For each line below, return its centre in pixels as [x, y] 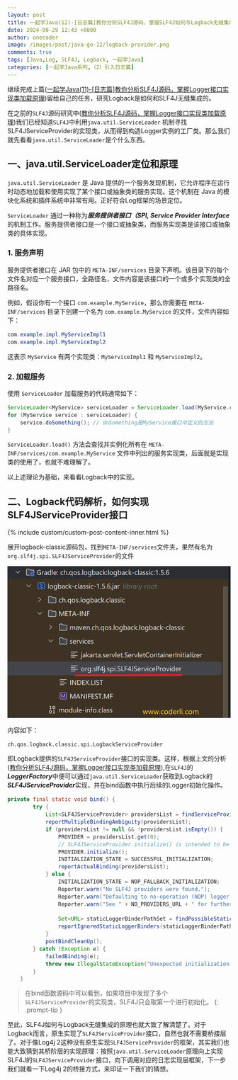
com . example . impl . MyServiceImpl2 [57, 342]
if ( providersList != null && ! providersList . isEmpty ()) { [134, 829]
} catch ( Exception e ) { [69, 949]
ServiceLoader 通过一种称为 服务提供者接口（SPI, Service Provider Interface [119, 215]
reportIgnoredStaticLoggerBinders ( [110, 927]
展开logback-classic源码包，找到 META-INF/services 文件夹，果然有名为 [110, 547]
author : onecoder [33, 38]
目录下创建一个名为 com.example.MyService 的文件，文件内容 [135, 311]
